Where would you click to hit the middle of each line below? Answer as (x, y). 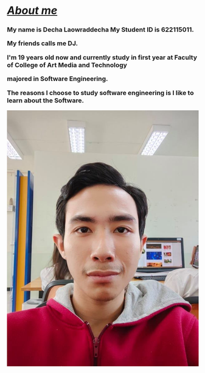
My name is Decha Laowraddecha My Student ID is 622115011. (100, 30)
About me (32, 11)
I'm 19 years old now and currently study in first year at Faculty (102, 57)
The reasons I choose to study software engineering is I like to (100, 93)
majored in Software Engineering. (57, 79)
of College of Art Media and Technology (67, 65)
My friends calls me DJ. (43, 43)
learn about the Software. (46, 100)
